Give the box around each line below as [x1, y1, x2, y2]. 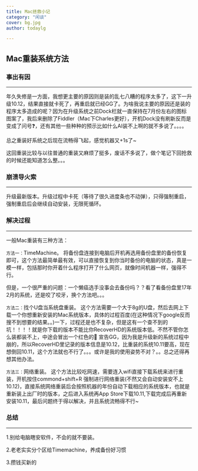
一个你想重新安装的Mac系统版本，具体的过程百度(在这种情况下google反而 [11, 311, 190, 318]
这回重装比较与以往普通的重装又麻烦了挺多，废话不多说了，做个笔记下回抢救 [6, 149, 192, 156]
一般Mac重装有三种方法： [6, 237, 69, 244]
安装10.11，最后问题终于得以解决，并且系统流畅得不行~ [6, 397, 139, 404]
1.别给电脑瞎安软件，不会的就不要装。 [6, 433, 98, 440]
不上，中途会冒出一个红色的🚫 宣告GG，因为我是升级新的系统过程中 [26, 333, 190, 340]
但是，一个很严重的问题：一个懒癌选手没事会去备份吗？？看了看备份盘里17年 [6, 284, 192, 291]
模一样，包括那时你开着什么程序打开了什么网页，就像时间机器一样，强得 [6, 264, 181, 271]
